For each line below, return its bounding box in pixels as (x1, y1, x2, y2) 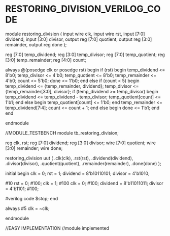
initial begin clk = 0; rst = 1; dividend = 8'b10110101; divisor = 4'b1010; (5, 170, 150, 176)
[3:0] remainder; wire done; (5, 145, 63, 151)
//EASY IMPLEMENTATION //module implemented (5, 225, 109, 231)
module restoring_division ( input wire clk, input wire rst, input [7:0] (5, 31, 145, 37)
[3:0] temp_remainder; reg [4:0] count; (5, 57, 86, 63)
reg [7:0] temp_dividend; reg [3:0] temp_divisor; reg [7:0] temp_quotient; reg (5, 51, 165, 58)
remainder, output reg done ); (5, 41, 67, 47)
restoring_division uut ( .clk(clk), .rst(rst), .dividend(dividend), (5, 155, 133, 161)
